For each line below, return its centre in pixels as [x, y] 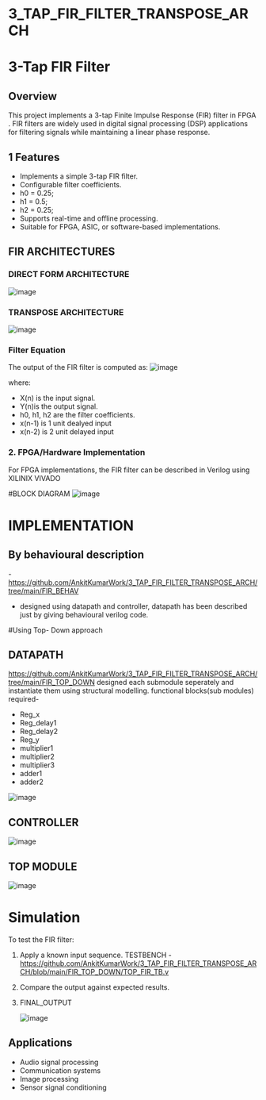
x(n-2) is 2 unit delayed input [67, 432]
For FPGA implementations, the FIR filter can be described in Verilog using [129, 470]
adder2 [31, 782]
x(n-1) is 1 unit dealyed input [66, 423]
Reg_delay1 [38, 723]
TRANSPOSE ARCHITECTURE [66, 312]
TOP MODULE [43, 866]
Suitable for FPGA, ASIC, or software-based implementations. [120, 227]
